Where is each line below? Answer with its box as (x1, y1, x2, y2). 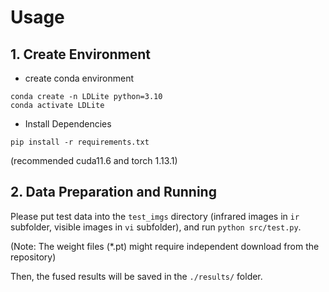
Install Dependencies (24, 118, 112, 130)
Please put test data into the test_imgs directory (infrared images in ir (10, 210, 300, 222)
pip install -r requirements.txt (10, 137, 150, 147)
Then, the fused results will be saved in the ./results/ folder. (10, 270, 263, 282)
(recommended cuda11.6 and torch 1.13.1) (10, 155, 178, 166)
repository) (10, 251, 57, 263)
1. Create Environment (10, 46, 152, 63)
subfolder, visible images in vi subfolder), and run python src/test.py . (10, 221, 302, 233)
